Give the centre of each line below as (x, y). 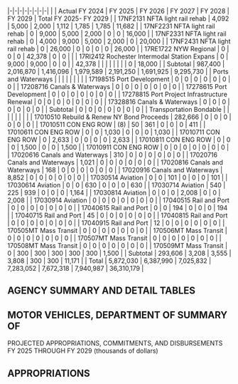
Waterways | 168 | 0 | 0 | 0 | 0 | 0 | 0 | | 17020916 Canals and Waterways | (115, 170)
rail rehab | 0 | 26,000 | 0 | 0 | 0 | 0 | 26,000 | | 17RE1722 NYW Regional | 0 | (118, 49)
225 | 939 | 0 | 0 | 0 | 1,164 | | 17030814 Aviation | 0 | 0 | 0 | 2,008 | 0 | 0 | (114, 193)
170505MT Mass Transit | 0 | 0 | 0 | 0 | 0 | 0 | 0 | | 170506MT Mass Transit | (117, 230)
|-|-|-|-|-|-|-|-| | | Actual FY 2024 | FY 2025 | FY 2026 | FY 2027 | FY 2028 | (118, 11)
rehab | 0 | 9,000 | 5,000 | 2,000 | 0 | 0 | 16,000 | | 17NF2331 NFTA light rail (117, 33)
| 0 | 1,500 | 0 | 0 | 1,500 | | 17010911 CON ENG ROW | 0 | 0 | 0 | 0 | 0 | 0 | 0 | (118, 147)
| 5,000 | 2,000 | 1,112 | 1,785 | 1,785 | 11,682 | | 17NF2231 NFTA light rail (111, 26)
